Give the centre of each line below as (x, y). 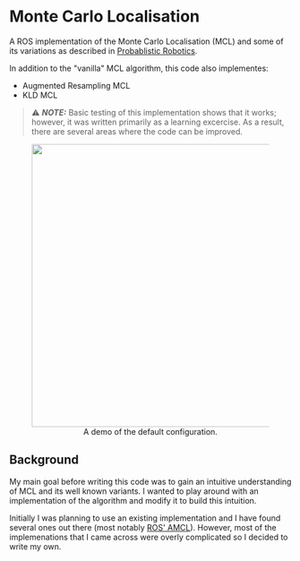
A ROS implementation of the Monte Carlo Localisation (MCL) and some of (146, 41)
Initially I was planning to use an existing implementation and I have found (145, 518)
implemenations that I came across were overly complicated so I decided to (149, 537)
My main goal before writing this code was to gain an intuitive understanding (150, 481)
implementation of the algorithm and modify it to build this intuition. (133, 500)
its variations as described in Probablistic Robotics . (103, 50)
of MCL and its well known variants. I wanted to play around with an (134, 491)
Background (44, 460)
